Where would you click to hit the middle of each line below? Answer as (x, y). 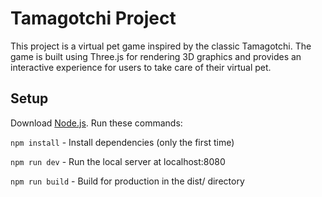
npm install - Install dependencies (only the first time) (122, 142)
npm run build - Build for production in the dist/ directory (127, 181)
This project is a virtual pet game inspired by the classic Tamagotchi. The (161, 46)
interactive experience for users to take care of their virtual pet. (141, 67)
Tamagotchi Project (93, 18)
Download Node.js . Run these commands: (96, 123)
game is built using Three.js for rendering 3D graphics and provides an (156, 56)
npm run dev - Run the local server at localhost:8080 (118, 161)
